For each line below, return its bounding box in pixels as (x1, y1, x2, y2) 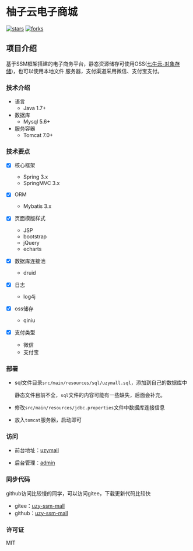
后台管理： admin (14, 459, 55, 466)
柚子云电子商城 (6, 5, 78, 19)
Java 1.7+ (23, 105, 47, 112)
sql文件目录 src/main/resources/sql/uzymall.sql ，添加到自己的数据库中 (14, 379, 188, 386)
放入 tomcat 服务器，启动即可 (14, 416, 82, 423)
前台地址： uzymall (14, 447, 59, 454)
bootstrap (23, 232, 47, 240)
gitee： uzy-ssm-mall (14, 502, 65, 509)
